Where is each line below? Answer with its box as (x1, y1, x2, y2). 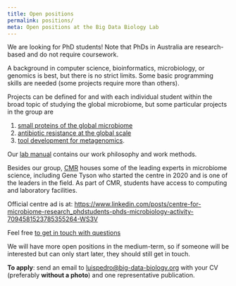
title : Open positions (7, 10, 74, 18)
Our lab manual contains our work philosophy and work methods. (7, 150, 197, 159)
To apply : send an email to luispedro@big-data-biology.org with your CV (7, 263, 218, 272)
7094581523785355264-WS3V (7, 215, 99, 223)
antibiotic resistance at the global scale (17, 129, 132, 138)
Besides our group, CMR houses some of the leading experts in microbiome (7, 164, 228, 172)
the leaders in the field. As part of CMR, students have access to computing (7, 179, 228, 187)
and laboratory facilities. (7, 186, 77, 195)
